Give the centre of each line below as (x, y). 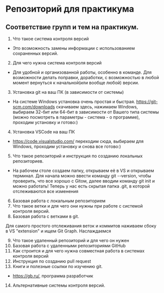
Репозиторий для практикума (70, 9)
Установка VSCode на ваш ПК (44, 132)
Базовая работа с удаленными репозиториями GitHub (69, 246)
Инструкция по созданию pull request (52, 261)
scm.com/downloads (34, 107)
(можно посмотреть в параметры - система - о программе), (76, 117)
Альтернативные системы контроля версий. (59, 285)
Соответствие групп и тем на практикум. (72, 27)
